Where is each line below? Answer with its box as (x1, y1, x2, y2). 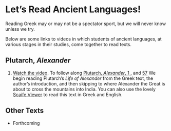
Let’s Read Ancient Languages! (5, 4, 141, 15)
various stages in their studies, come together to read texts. (5, 41, 132, 47)
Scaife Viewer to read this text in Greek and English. (12, 91, 123, 98)
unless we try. (5, 26, 35, 32)
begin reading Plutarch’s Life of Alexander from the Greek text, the (12, 75, 154, 81)
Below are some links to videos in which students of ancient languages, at (5, 36, 162, 42)
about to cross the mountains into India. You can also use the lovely (12, 86, 156, 92)
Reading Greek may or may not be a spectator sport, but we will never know (5, 20, 166, 27)
